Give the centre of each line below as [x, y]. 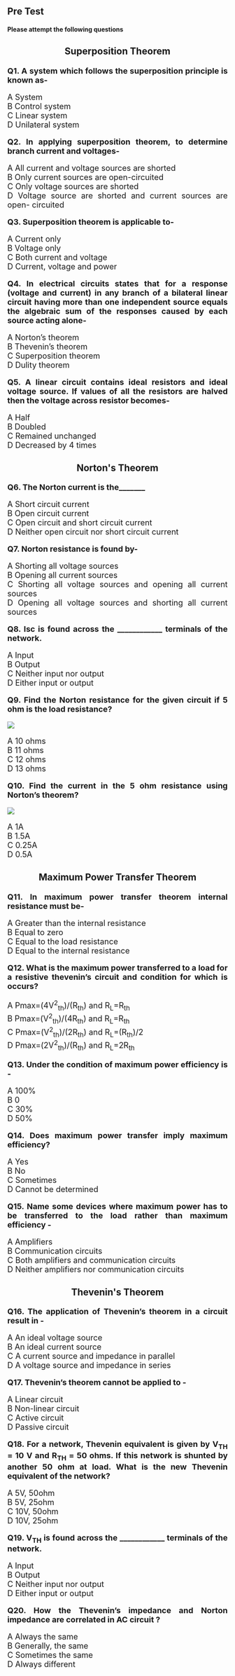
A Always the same [43, 1637]
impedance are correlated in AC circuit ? [84, 1620]
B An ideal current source [55, 1347]
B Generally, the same [48, 1646]
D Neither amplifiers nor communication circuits [96, 1269]
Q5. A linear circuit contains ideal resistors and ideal [117, 382]
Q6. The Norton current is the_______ [76, 487]
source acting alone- [47, 320]
